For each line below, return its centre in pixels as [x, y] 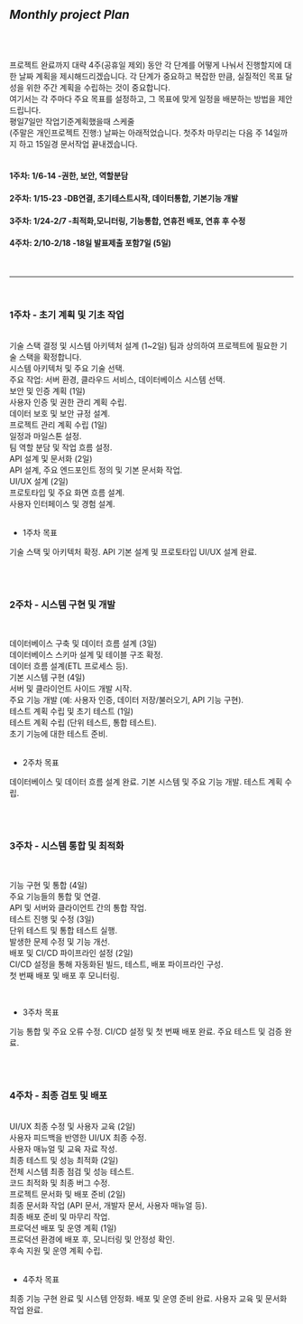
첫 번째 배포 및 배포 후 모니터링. [64, 975]
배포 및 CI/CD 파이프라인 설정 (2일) [71, 953]
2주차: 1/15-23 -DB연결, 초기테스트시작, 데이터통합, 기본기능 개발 [124, 198]
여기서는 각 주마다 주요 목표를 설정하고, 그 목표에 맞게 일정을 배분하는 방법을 [143, 99]
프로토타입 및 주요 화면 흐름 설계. [67, 493]
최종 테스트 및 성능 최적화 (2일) [64, 1160]
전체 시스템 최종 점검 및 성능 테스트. [72, 1171]
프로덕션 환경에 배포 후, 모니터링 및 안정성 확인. [92, 1239]
